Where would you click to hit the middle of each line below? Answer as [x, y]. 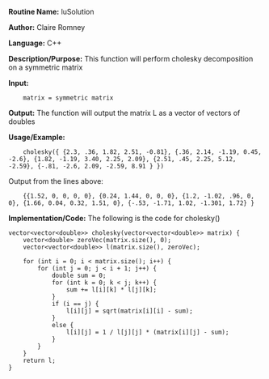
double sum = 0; [79, 275]
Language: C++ [35, 43]
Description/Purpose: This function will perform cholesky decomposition [131, 59]
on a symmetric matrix [46, 67]
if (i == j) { [75, 304]
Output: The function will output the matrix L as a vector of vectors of [124, 113]
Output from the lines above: [56, 181]
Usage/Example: [37, 137]
